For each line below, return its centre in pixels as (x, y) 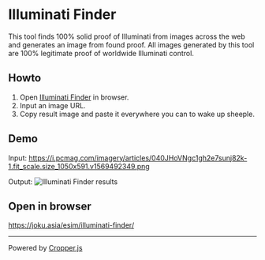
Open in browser (50, 206)
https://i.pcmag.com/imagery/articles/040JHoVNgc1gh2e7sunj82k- (138, 158)
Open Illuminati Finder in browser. (74, 97)
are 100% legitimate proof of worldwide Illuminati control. (101, 53)
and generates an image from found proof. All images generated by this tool (131, 44)
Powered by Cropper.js (45, 248)
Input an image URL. (52, 105)
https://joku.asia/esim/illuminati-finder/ (71, 225)
